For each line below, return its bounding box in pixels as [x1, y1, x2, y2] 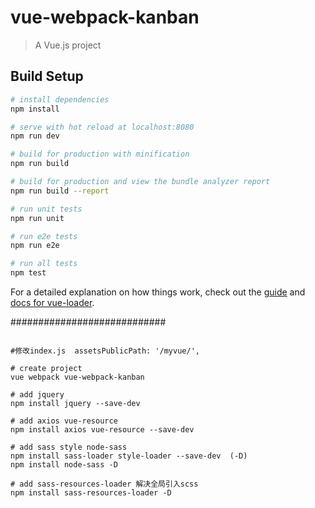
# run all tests [10, 259, 78, 269]
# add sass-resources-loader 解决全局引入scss [10, 479, 199, 489]
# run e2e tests [10, 231, 78, 241]
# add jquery [10, 390, 65, 400]
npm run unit [10, 213, 65, 223]
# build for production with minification [10, 149, 190, 160]
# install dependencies [10, 94, 110, 105]
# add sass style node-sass [10, 442, 128, 452]
